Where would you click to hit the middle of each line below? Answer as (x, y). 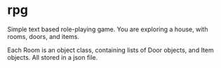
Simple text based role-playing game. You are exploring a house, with (108, 29)
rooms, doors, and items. (43, 36)
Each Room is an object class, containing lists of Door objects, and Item (110, 50)
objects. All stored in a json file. (53, 57)
